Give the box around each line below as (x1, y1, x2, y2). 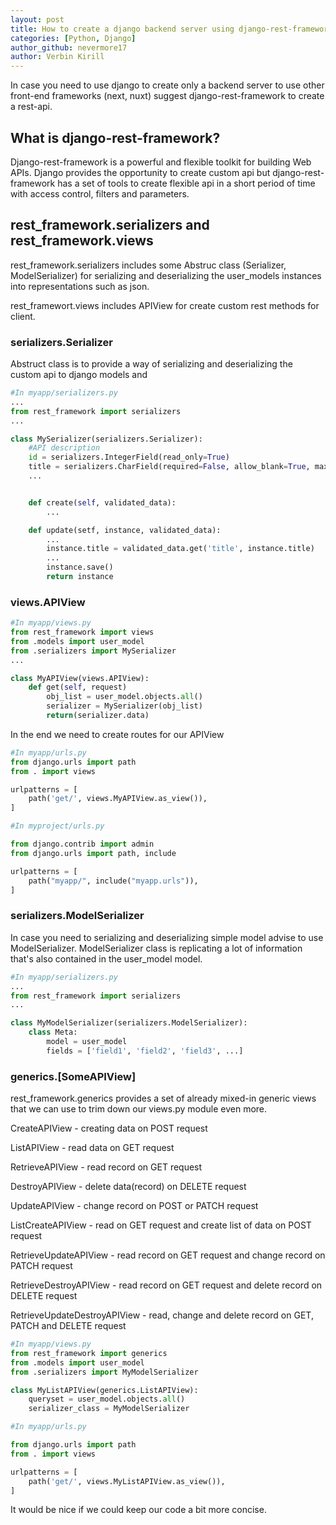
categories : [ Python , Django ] (10, 33, 137, 43)
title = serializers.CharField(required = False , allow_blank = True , (28, 462, 311, 472)
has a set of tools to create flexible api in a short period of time (57, 177, 316, 189)
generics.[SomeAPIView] (10, 1069, 137, 1083)
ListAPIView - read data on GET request (10, 1142, 175, 1154)
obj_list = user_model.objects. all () (46, 692, 203, 702)
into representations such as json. (10, 280, 150, 292)
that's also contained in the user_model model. (10, 952, 203, 965)
